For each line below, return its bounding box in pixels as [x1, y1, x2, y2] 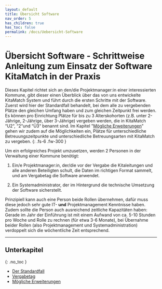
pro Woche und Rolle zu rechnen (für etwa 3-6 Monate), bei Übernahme [5, 217, 148, 223]
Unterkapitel [5, 246, 43, 254]
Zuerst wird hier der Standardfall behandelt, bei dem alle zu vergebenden [5, 102, 151, 108]
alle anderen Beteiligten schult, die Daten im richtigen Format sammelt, [12, 167, 153, 173]
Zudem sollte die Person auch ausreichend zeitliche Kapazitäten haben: [5, 207, 148, 213]
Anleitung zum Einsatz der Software [5, 61, 153, 72]
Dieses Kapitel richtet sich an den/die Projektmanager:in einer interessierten [5, 87, 156, 92]
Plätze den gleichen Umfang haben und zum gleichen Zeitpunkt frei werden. [5, 107, 157, 113]
